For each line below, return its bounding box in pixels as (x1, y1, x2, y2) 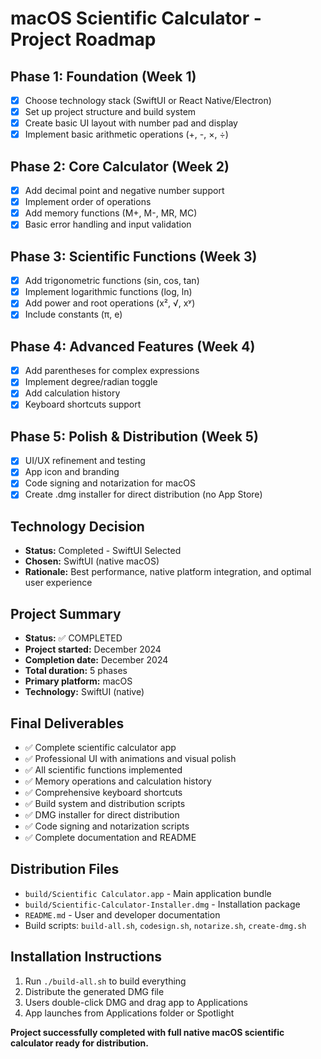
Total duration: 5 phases (24, 665, 128, 677)
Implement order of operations (24, 196, 152, 208)
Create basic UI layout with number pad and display (24, 117, 238, 129)
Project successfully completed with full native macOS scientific (10, 1026, 285, 1038)
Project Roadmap (10, 28, 157, 51)
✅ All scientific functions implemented (24, 763, 183, 776)
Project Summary (10, 605, 122, 622)
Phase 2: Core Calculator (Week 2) (10, 158, 230, 175)
